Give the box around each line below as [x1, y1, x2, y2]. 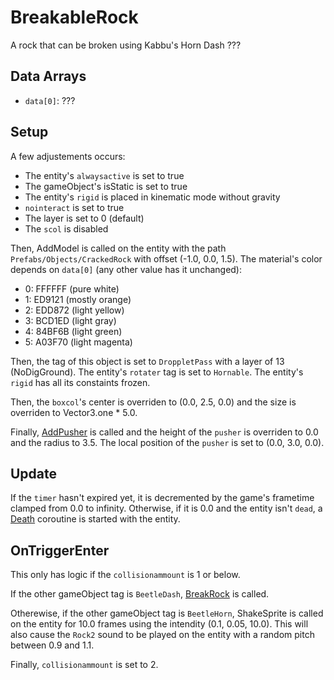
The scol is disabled [24, 222, 109, 235]
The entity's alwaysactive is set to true [24, 169, 185, 181]
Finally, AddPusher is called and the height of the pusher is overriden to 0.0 [10, 426, 319, 438]
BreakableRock [10, 6, 139, 29]
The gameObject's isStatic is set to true [24, 180, 188, 192]
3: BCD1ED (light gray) [24, 314, 117, 326]
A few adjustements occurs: [10, 150, 126, 162]
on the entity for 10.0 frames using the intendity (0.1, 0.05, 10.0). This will [10, 618, 309, 630]
